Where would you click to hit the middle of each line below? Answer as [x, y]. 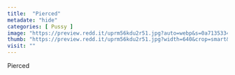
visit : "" [22, 46]
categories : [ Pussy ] [40, 26]
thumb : [17, 40]
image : [17, 33]
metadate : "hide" [33, 20]
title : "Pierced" [34, 14]
